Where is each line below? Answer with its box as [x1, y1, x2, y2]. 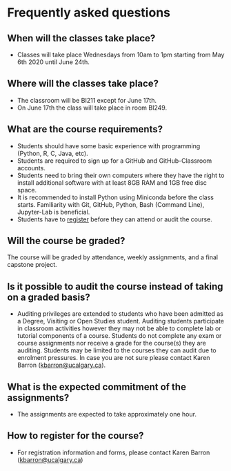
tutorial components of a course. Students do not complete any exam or [17, 332, 222, 340]
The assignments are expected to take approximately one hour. [17, 410, 197, 419]
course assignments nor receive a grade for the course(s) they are [17, 339, 207, 348]
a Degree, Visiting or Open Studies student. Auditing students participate [17, 317, 225, 325]
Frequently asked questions [7, 5, 171, 21]
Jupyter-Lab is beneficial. [17, 208, 90, 216]
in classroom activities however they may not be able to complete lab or [17, 324, 222, 332]
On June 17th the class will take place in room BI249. [17, 103, 168, 112]
